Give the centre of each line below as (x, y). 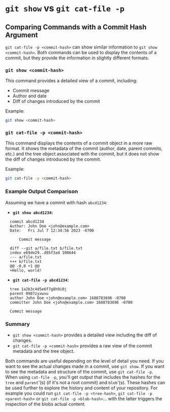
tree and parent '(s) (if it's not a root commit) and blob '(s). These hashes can (85, 382)
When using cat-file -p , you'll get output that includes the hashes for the (83, 377)
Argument (22, 35)
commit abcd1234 (27, 221)
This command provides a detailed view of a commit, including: (72, 81)
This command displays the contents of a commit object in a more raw (79, 143)
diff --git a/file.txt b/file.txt (46, 248)
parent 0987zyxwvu (29, 293)
